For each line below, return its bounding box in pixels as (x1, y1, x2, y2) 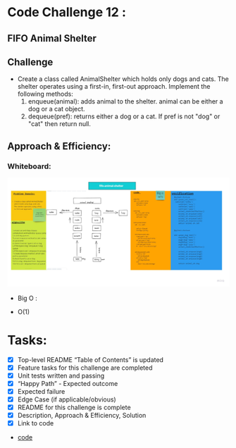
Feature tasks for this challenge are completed (17, 363, 153, 372)
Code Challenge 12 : (7, 4, 127, 20)
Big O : (17, 294, 37, 302)
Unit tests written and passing (17, 371, 105, 380)
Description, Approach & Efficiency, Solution (17, 411, 147, 420)
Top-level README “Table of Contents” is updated (17, 355, 164, 363)
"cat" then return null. (27, 120, 92, 128)
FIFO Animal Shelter (7, 32, 97, 44)
